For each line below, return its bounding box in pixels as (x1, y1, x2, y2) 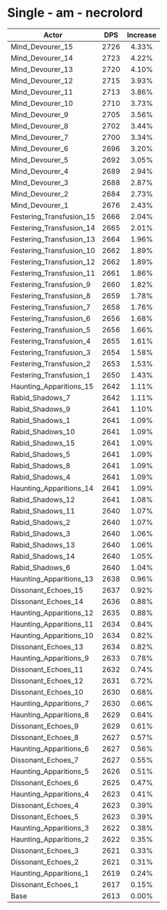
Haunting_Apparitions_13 (10, 573, 94, 583)
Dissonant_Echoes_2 (10, 857, 79, 867)
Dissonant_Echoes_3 (10, 845, 79, 855)
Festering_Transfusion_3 (10, 347, 91, 357)
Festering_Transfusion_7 (10, 302, 91, 311)
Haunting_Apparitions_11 (10, 619, 94, 628)
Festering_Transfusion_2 (10, 359, 91, 369)
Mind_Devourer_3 (10, 178, 69, 187)
